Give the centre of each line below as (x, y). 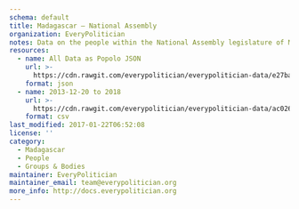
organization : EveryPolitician (67, 34)
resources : (29, 51)
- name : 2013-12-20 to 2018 (69, 92)
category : (28, 141)
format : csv (47, 117)
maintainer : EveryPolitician (63, 174)
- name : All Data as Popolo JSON (79, 59)
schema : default (39, 17)
